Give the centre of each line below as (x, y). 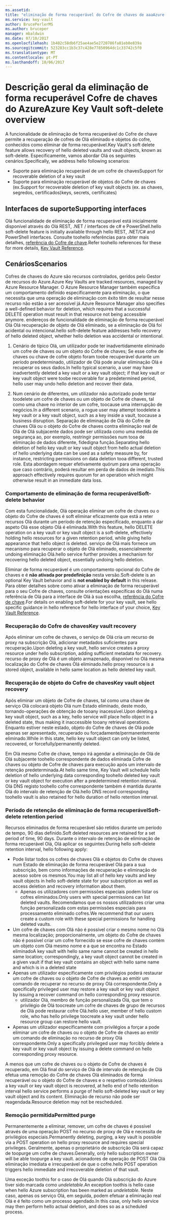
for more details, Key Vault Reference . (45, 248)
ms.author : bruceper (27, 29)
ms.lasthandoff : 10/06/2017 (35, 62)
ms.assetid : (18, 10)
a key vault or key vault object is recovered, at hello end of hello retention (82, 1086)
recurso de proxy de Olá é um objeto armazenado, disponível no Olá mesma (85, 659)
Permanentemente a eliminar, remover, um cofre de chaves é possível (78, 1126)
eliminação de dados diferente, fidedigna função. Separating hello (81, 442)
